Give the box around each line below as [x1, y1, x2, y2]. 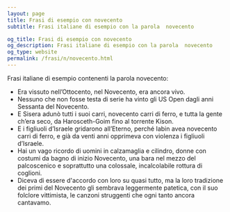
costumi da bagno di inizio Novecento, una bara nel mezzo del [17, 154, 196, 162]
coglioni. [17, 168, 42, 177]
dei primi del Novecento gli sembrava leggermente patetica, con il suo [17, 184, 218, 192]
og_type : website [7, 49, 58, 56]
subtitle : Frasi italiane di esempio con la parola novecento [7, 23, 195, 30]
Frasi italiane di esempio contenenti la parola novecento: [7, 74, 169, 82]
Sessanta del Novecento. [17, 102, 90, 111]
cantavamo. [17, 198, 51, 206]
